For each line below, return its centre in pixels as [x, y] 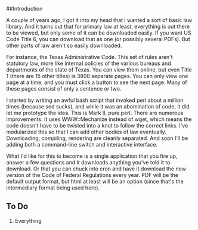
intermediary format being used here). [53, 188]
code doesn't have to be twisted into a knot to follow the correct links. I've [97, 125]
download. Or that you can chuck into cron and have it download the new [96, 169]
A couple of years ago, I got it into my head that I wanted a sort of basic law [99, 20]
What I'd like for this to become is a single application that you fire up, [92, 156]
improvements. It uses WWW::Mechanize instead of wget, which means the [99, 119]
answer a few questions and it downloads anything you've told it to [88, 162]
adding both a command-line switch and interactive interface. [82, 144]
